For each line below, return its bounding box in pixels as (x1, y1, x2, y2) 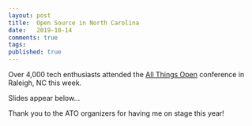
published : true (8, 48, 62, 56)
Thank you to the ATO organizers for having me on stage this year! (8, 109, 225, 118)
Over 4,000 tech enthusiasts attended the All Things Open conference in (8, 70, 245, 79)
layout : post (8, 11, 51, 20)
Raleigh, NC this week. (8, 78, 82, 87)
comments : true (8, 33, 58, 42)
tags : (8, 41, 26, 49)
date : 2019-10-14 (8, 26, 73, 34)
